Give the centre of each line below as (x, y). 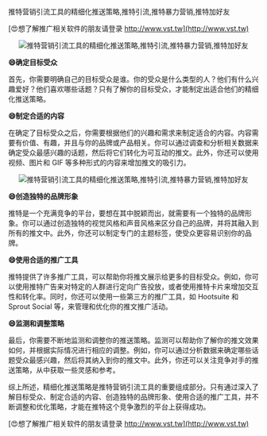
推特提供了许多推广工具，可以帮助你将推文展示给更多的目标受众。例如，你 (130, 277)
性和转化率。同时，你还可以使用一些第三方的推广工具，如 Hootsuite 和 (124, 297)
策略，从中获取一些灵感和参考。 (67, 370)
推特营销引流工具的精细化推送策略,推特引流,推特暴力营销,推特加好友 (119, 12)
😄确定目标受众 (33, 62)
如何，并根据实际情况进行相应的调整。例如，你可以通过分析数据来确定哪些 (130, 350)
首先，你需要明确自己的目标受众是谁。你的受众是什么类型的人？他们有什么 (130, 79)
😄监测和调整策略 (37, 323)
